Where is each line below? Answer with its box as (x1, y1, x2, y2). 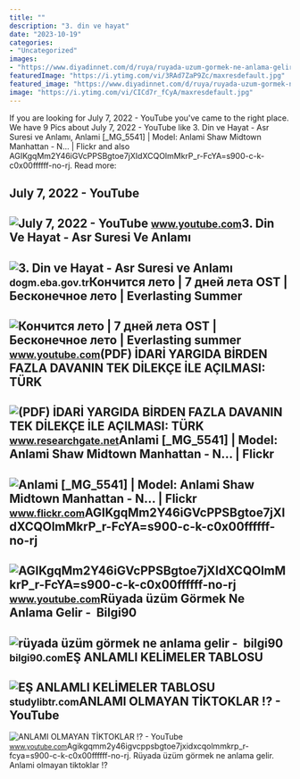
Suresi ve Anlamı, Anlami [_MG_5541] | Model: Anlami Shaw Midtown (9, 131, 262, 142)
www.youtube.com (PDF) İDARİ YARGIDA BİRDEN (9, 347, 268, 362)
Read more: (74, 160, 117, 171)
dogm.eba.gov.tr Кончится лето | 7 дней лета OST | (9, 274, 288, 289)
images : (9, 54, 38, 63)
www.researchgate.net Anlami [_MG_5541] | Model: (9, 432, 279, 448)
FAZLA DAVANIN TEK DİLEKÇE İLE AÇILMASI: (9, 361, 266, 376)
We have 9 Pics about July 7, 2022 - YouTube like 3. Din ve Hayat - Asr (9, 121, 270, 132)
